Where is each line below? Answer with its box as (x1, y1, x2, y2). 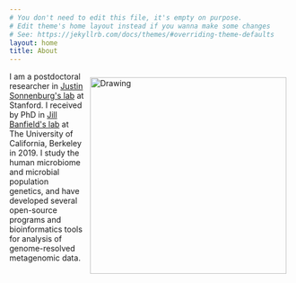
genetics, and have (9, 186, 80, 197)
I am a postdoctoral (9, 71, 81, 82)
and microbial (9, 167, 60, 178)
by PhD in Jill (9, 110, 58, 120)
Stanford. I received (9, 100, 83, 111)
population (9, 176, 49, 187)
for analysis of (9, 234, 63, 244)
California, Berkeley (9, 138, 83, 149)
